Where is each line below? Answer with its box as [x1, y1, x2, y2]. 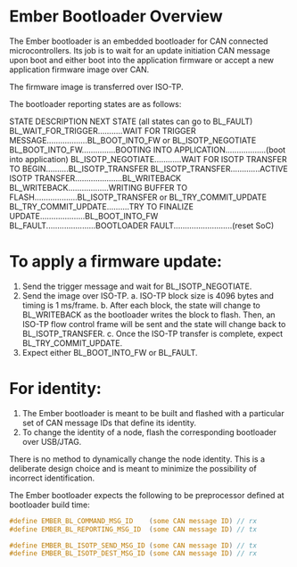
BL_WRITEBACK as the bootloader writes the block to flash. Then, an [21, 309, 276, 320]
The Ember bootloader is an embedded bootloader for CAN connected [9, 36, 268, 46]
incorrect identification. [9, 472, 95, 483]
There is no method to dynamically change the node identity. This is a [9, 453, 266, 464]
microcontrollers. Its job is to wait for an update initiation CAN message [9, 45, 270, 55]
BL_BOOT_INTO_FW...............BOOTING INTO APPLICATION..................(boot [9, 144, 286, 155]
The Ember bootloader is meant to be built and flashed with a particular [21, 407, 285, 418]
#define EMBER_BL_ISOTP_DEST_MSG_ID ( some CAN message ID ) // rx [9, 549, 257, 558]
